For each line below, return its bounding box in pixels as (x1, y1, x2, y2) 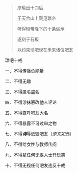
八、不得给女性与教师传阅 (5, 141, 57, 147)
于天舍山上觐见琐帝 (17, 15, 56, 21)
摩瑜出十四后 (17, 5, 43, 10)
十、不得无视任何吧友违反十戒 (5, 163, 65, 168)
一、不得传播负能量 (5, 68, 44, 74)
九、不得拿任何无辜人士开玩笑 (5, 152, 65, 158)
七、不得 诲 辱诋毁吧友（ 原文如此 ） (5, 131, 74, 136)
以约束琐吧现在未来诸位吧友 (17, 47, 74, 52)
